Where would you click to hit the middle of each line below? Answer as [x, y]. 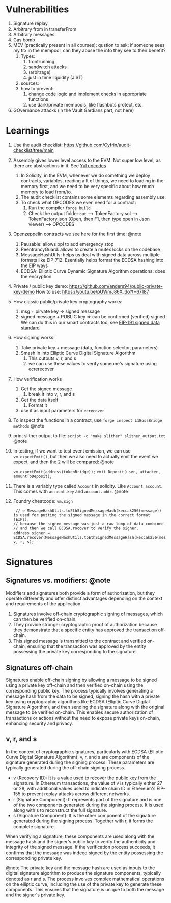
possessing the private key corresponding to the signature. [75, 651]
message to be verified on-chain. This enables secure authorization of [79, 712]
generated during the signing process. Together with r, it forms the [83, 821]
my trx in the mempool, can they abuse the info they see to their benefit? [89, 50]
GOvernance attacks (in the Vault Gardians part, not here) [74, 110]
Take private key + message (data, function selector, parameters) [89, 347]
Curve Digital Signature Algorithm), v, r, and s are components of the [78, 757]
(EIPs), [21, 519]
